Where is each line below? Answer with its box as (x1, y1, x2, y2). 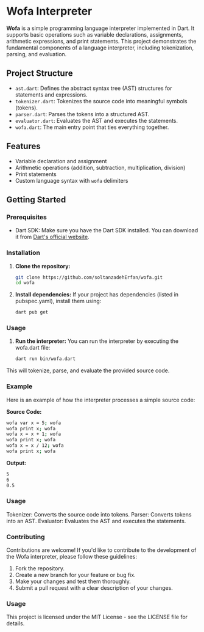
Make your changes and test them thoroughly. (15, 578, 131, 585)
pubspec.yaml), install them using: (15, 298, 102, 305)
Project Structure (6, 68, 73, 79)
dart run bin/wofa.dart (15, 356, 76, 362)
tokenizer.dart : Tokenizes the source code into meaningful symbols (15, 97, 188, 105)
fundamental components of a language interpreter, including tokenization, (6, 44, 194, 51)
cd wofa (15, 280, 35, 286)
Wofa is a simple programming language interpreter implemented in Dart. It (6, 24, 195, 32)
